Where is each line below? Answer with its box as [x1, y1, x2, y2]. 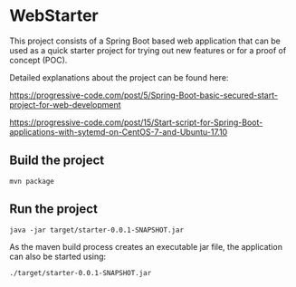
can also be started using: [9, 251, 107, 262]
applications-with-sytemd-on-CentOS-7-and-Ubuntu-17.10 [9, 126, 228, 137]
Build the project [9, 153, 105, 168]
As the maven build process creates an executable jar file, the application [9, 241, 283, 252]
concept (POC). [9, 54, 68, 65]
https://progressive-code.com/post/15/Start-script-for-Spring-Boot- [9, 117, 263, 128]
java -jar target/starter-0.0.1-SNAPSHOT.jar [9, 225, 184, 234]
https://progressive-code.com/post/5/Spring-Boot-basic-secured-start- [9, 90, 279, 100]
